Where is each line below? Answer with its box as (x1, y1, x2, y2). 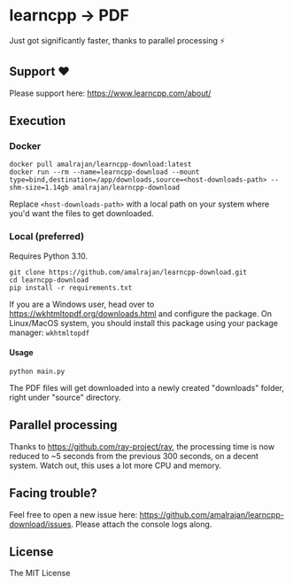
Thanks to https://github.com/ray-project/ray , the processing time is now (9, 441, 275, 452)
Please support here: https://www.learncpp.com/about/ (9, 88, 212, 98)
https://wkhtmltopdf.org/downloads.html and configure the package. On (9, 308, 273, 319)
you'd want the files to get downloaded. (9, 208, 154, 219)
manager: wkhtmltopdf (9, 327, 90, 338)
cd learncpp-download (9, 276, 89, 285)
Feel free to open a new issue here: (9, 509, 138, 519)
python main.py (9, 367, 66, 376)
